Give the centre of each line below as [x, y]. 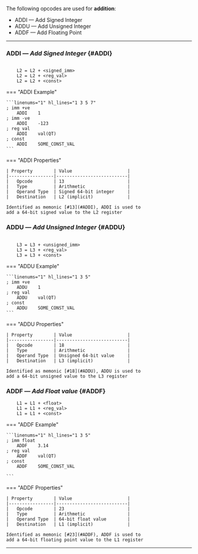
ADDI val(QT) [37, 134]
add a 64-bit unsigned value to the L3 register [67, 376]
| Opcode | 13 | [68, 182]
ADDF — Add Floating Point [48, 32]
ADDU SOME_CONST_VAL [46, 308]
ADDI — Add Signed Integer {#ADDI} [59, 53]
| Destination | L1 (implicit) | [68, 524]
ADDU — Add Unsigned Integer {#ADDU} [66, 227]
